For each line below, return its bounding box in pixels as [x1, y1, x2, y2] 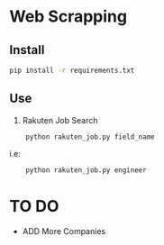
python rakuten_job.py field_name [25, 132, 155, 141]
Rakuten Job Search [22, 114, 98, 125]
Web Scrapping [9, 6, 128, 27]
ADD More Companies [22, 225, 106, 236]
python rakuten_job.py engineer [25, 165, 147, 175]
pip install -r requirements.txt [9, 66, 135, 75]
